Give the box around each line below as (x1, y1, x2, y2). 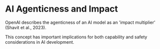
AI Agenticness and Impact (5, 3, 118, 15)
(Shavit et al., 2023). (5, 24, 47, 30)
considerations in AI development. (5, 39, 75, 45)
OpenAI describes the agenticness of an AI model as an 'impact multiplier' (5, 19, 156, 25)
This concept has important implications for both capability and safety (5, 34, 148, 40)
